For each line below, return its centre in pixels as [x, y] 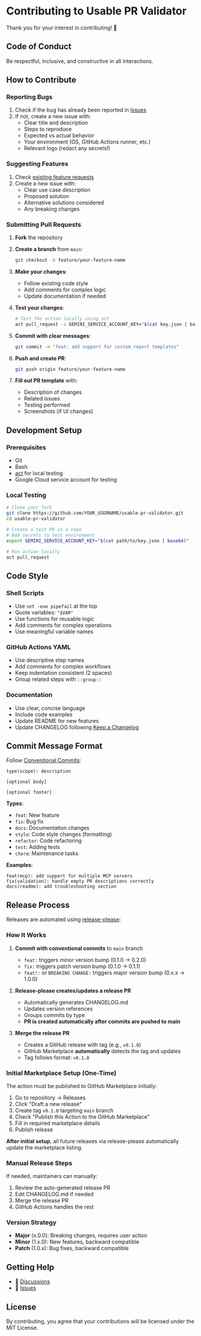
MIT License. [22, 1328]
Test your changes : [40, 307]
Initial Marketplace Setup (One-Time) [61, 1073]
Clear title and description [56, 123]
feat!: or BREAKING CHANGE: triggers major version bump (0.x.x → [104, 972]
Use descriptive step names [49, 660]
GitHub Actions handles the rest [54, 1207]
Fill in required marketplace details [57, 1123]
